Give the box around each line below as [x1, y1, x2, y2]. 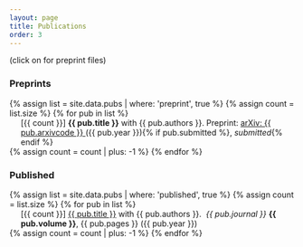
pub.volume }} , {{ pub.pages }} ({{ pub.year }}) [21, 218, 198, 229]
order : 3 [9, 30, 43, 39]
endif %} [21, 137, 54, 147]
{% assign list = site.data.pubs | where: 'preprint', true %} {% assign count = [9, 98, 295, 109]
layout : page [9, 13, 59, 23]
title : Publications [9, 22, 88, 31]
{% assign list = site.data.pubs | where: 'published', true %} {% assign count [9, 189, 294, 200]
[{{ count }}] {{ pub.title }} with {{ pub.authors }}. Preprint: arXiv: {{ [21, 117, 271, 128]
